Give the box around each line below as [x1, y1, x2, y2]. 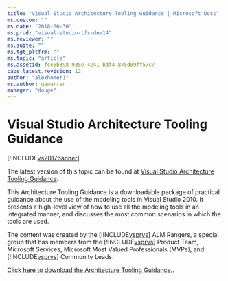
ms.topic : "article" [7, 55, 67, 62]
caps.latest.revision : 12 [7, 67, 81, 74]
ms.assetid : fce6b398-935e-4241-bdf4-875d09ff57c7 [7, 61, 155, 68]
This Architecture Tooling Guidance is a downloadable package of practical [7, 188, 220, 196]
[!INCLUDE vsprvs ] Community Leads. [7, 253, 114, 261]
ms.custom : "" [7, 17, 48, 23]
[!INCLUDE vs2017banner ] [7, 154, 80, 163]
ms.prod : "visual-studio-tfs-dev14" [7, 29, 112, 37]
